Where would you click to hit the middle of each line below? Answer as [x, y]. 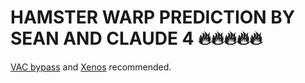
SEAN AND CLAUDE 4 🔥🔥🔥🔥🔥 [136, 38]
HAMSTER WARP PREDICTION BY [153, 17]
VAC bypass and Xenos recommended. [91, 67]
